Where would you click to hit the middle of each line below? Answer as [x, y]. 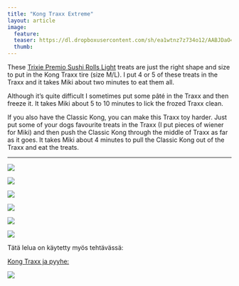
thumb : [23, 47]
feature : [27, 34]
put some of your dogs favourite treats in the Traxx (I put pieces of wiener [116, 125]
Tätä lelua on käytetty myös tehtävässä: [65, 248]
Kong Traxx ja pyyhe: [38, 261]
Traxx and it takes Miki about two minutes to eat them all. [91, 82]
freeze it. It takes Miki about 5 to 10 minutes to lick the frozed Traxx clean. [116, 103]
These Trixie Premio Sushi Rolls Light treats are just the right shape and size [119, 67]
